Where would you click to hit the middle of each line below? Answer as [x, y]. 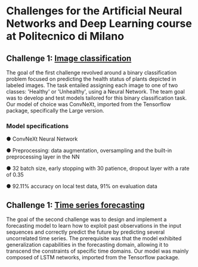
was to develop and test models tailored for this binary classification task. [97, 98]
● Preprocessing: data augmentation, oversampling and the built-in [89, 151]
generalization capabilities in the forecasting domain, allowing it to [87, 245]
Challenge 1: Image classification [69, 58]
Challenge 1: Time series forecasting [75, 205]
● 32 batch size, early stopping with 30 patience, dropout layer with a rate [98, 169]
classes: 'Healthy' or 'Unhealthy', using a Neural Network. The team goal [95, 91]
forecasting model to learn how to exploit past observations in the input [94, 226]
